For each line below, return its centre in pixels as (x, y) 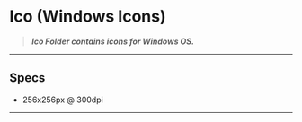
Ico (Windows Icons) (88, 17)
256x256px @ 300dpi (62, 100)
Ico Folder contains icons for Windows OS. (113, 41)
